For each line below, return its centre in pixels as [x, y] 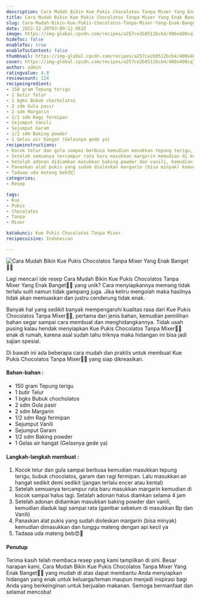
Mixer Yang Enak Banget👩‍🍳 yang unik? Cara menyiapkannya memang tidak [98, 285]
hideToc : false [25, 39]
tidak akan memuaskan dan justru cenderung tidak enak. [76, 298]
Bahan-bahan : [25, 373]
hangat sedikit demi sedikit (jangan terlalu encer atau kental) [89, 483]
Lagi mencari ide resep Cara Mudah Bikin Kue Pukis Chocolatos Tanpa [93, 279]
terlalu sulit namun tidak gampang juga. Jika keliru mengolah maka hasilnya [99, 291]
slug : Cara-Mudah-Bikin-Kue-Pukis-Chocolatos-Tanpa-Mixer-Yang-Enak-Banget [102, 23]
